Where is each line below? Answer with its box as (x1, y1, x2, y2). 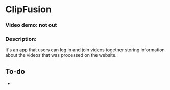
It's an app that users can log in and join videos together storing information (5, 47, 165, 53)
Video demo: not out (5, 22, 57, 29)
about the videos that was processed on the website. (5, 52, 117, 58)
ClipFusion (5, 4, 52, 15)
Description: (5, 36, 37, 43)
